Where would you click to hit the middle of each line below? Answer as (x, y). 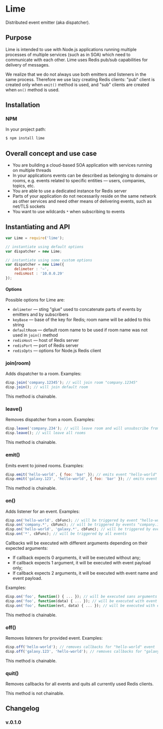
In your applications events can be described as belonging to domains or (85, 175)
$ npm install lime (25, 138)
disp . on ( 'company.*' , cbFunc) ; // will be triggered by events (71, 525)
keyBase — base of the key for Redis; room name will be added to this (81, 320)
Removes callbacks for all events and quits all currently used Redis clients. (80, 684)
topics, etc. (24, 186)
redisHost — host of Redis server (46, 340)
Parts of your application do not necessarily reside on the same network (84, 196)
